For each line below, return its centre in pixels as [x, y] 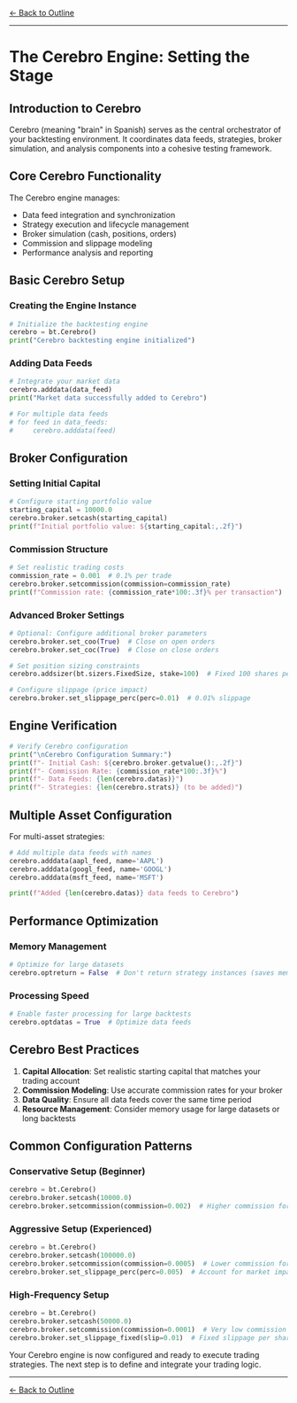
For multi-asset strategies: [57, 836]
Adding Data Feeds [51, 363]
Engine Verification [63, 726]
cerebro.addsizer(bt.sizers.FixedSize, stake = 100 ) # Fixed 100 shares [144, 674]
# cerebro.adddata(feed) [63, 430]
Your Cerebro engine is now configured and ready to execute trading [134, 1354]
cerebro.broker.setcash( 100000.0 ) [73, 1256]
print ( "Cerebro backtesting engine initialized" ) [103, 340]
